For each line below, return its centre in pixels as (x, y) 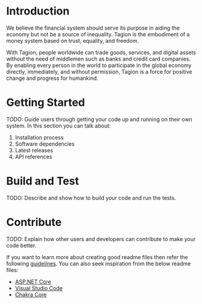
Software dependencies (45, 144)
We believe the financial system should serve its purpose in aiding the (93, 28)
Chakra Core (31, 294)
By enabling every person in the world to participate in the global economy (99, 65)
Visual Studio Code (39, 288)
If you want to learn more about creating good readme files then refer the (97, 257)
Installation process (39, 137)
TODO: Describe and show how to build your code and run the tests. (91, 198)
